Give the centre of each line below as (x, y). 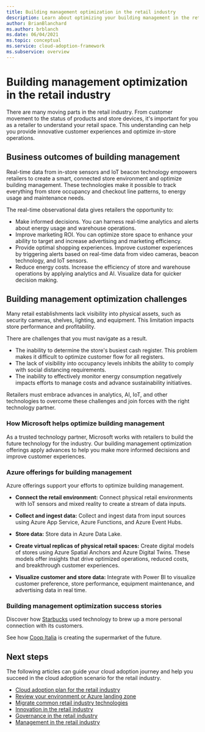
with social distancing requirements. (61, 370)
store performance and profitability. (51, 327)
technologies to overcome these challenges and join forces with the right (98, 401)
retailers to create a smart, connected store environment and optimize (94, 178)
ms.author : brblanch (33, 29)
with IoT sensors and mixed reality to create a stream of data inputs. (101, 503)
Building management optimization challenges (97, 299)
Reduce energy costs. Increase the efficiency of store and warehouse (103, 267)
